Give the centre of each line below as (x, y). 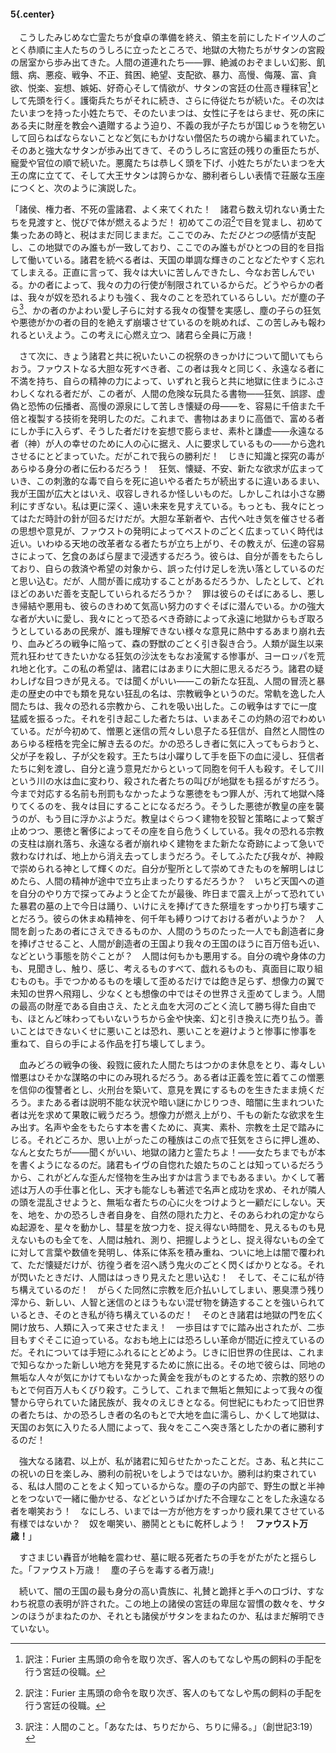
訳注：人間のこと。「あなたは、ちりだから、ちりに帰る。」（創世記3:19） (171, 1727)
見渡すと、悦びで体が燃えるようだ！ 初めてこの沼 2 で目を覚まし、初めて (175, 221)
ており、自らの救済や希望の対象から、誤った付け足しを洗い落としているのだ (167, 569)
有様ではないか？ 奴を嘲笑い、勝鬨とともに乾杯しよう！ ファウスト (155, 1524)
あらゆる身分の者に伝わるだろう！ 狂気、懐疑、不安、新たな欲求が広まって (167, 469)
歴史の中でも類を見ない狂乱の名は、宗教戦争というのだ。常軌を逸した (172, 694)
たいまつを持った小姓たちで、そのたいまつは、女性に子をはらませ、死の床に (168, 112)
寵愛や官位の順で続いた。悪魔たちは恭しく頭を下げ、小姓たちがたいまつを (163, 162)
